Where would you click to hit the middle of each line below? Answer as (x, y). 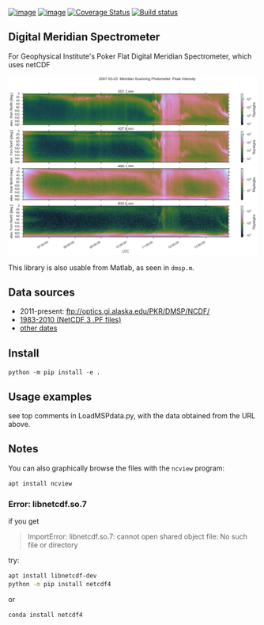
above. (19, 424)
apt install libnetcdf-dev (53, 575)
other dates (38, 328)
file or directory (53, 545)
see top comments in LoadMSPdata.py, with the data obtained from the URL (132, 415)
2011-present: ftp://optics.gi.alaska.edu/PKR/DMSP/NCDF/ (115, 311)
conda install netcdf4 (45, 615)
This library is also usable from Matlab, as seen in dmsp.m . (102, 267)
